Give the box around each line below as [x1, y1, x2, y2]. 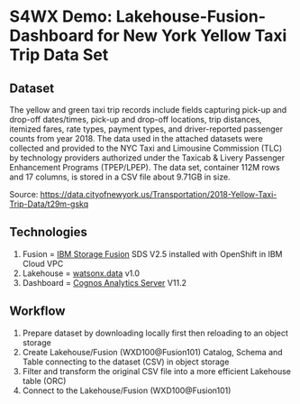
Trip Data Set [9, 45, 109, 65]
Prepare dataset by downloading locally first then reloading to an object [22, 327, 288, 338]
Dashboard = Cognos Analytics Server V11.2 [22, 277, 187, 288]
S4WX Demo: [9, 6, 113, 27]
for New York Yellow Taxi [96, 25, 287, 46]
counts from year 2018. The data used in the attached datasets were [9, 133, 263, 143]
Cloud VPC [22, 258, 64, 269]
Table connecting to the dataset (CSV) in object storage [22, 356, 230, 367]
